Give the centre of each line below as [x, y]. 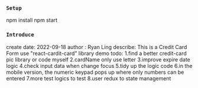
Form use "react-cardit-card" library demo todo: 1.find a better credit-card [97, 53]
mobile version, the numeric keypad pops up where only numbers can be [95, 72]
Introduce [20, 35]
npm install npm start [32, 20]
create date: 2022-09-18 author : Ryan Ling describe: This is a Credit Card [97, 47]
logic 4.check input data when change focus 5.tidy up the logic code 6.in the [99, 66]
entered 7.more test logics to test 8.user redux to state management [89, 78]
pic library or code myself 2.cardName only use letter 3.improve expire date [98, 59]
